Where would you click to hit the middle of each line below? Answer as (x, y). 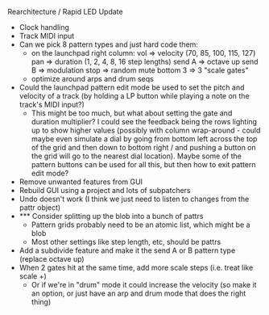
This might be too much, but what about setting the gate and (132, 113)
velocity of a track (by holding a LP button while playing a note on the (134, 96)
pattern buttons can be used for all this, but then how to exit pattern (143, 164)
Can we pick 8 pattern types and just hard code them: (109, 44)
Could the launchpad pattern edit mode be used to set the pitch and (132, 87)
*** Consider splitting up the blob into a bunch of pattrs (111, 216)
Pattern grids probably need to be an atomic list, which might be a (141, 225)
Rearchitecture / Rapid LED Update (65, 12)
